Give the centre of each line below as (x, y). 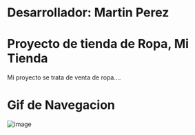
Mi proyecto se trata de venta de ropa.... (64, 77)
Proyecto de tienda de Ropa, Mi (98, 44)
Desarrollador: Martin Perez (88, 13)
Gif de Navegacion (61, 105)
